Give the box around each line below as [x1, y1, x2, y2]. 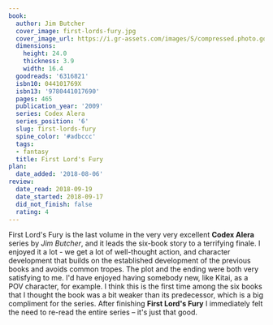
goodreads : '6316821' [15, 72, 89, 80]
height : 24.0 [23, 49, 67, 58]
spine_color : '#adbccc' [15, 132, 96, 140]
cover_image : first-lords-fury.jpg [15, 27, 136, 35]
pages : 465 [15, 95, 53, 103]
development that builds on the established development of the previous [8, 256, 251, 266]
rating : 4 [15, 207, 49, 216]
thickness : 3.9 [23, 58, 75, 66]
